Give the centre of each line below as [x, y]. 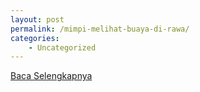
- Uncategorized [62, 47]
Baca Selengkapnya [51, 76]
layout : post [37, 19]
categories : [35, 38]
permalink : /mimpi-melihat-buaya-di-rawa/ [100, 29]
